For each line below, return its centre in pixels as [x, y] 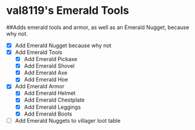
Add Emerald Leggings [53, 107]
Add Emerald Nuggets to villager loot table [68, 120]
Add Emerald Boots [48, 114]
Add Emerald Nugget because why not [63, 45]
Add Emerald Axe [46, 73]
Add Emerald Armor [40, 86]
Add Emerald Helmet [50, 93]
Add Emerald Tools [38, 52]
